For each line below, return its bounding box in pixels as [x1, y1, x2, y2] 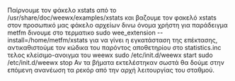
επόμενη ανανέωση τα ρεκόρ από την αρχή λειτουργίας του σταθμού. [7, 66, 214, 74]
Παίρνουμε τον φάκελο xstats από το [7, 6, 117, 14]
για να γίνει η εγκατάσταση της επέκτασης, [89, 36, 218, 44]
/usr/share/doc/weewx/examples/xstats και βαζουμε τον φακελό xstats [7, 13, 217, 22]
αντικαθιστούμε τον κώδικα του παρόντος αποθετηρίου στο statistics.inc [7, 44, 222, 51]
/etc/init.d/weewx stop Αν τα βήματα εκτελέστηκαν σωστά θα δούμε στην [7, 58, 224, 66]
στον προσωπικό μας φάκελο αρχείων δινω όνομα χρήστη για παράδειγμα [7, 21, 228, 29]
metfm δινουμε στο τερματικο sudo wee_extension [7, 28, 156, 37]
